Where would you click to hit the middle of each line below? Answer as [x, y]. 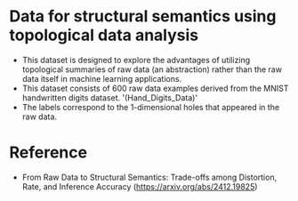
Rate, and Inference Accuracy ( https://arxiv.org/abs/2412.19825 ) [140, 186]
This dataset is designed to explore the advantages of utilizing [136, 60]
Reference [48, 153]
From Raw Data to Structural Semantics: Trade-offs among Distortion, [149, 177]
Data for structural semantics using [143, 16]
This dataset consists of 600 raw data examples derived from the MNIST [155, 88]
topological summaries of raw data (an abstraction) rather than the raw [152, 69]
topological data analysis [104, 35]
